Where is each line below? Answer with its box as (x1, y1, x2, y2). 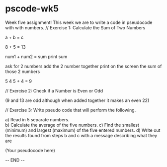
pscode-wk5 (5, 3, 59, 14)
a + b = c (5, 34, 24, 40)
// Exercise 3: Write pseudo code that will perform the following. (5, 107, 136, 113)
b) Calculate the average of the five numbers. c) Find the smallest (5, 122, 139, 128)
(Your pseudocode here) (5, 147, 56, 153)
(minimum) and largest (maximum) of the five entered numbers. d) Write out (5, 127, 161, 133)
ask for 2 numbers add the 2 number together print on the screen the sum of (5, 63, 162, 69)
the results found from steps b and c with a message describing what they (5, 132, 158, 138)
